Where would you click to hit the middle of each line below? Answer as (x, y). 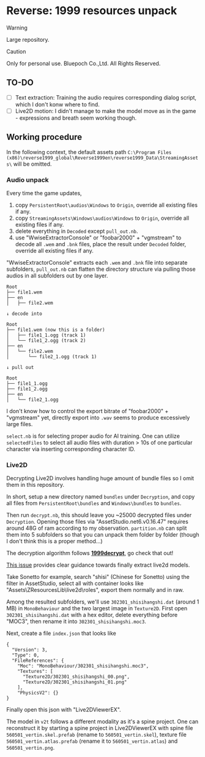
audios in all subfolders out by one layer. (57, 275)
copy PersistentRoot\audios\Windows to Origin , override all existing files (106, 205)
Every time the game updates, (44, 193)
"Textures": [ (35, 672)
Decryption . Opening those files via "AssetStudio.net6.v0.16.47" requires (97, 522)
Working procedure (44, 137)
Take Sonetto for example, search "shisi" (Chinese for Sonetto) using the (98, 577)
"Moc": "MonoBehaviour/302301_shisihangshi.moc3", (83, 666)
